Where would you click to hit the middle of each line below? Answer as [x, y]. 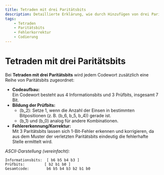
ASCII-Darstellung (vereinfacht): [37, 151]
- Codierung [26, 37]
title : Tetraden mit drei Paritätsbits [46, 10]
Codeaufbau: [26, 89]
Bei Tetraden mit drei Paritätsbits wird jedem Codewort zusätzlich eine [77, 75]
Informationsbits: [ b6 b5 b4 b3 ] [42, 160]
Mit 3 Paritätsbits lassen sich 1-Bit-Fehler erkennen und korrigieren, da [83, 131]
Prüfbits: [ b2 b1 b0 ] [38, 164]
